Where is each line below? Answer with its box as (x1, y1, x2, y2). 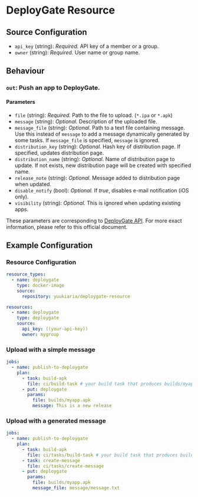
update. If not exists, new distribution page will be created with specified (14, 162, 192, 169)
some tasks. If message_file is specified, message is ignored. (14, 136, 160, 143)
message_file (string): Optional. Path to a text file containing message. (14, 124, 186, 131)
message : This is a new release (32, 403, 112, 409)
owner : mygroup (21, 331, 60, 337)
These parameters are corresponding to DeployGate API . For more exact (6, 217, 182, 224)
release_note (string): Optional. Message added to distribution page (14, 174, 180, 181)
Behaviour (6, 66, 45, 76)
